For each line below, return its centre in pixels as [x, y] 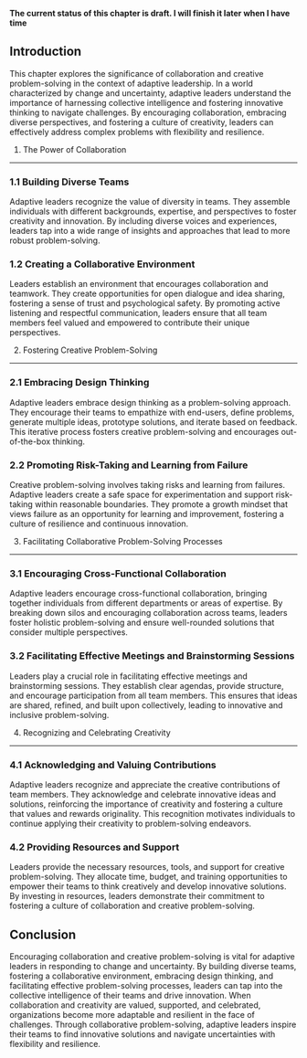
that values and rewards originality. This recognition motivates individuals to [152, 813]
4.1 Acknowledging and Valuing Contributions [113, 765]
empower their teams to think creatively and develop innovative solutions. [148, 886]
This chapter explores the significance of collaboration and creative [137, 73]
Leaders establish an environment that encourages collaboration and [139, 284]
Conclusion [43, 934]
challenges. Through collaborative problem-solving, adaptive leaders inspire [153, 1024]
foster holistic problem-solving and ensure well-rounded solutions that [142, 623]
